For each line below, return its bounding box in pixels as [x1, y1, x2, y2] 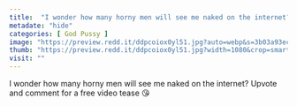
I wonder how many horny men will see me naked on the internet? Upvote [9, 79, 278, 88]
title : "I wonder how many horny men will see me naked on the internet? [9, 12, 291, 22]
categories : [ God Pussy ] [9, 29, 109, 38]
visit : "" [9, 54, 46, 63]
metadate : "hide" [9, 21, 73, 30]
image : [9, 37, 34, 47]
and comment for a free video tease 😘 [9, 87, 150, 98]
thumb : [9, 46, 34, 55]
